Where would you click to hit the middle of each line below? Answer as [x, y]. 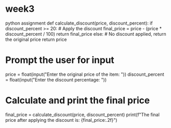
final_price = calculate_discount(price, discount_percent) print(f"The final [82, 114]
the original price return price [36, 39]
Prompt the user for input [60, 60]
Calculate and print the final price [78, 101]
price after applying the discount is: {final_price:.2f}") [61, 120]
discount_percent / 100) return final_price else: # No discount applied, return [86, 34]
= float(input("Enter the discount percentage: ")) [56, 79]
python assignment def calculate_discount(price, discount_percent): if [79, 23]
